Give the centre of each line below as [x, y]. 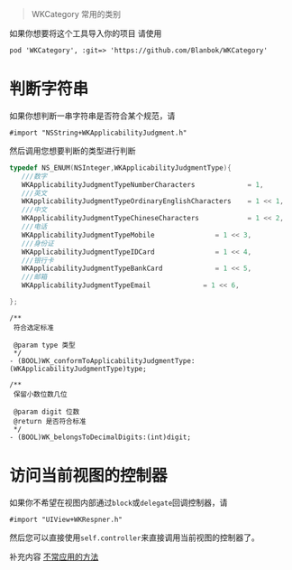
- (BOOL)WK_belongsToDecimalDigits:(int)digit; [100, 437]
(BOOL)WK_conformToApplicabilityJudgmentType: [106, 360]
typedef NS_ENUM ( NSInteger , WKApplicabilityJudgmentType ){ [120, 168]
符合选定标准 [33, 327]
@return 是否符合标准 [50, 421]
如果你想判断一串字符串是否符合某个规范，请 [92, 116]
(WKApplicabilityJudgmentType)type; [78, 369]
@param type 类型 [44, 345]
